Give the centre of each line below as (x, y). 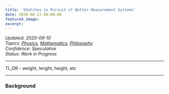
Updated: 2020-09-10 (28, 38)
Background (21, 86)
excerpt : (14, 24)
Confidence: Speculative (31, 48)
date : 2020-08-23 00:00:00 (33, 14)
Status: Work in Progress (31, 54)
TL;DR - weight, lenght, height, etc (41, 68)
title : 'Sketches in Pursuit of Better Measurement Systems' (71, 10)
